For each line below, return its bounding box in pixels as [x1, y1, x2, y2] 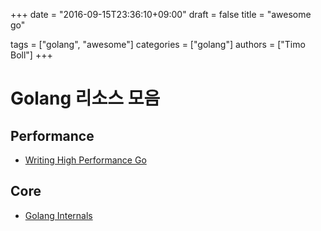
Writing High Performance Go [24, 154, 147, 166]
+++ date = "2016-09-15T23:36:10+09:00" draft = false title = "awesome [10, 9, 312, 20]
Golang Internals [24, 209, 93, 221]
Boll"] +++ [10, 49, 53, 61]
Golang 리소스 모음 [10, 87, 161, 110]
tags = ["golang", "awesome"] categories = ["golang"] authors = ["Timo [10, 39, 306, 50]
